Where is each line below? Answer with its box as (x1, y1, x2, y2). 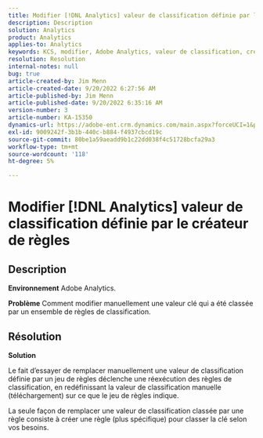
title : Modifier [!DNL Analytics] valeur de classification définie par (8, 11, 250, 20)
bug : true (8, 70, 41, 78)
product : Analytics (8, 33, 72, 42)
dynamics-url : (8, 121, 55, 129)
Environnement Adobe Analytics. (8, 283, 116, 293)
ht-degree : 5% (8, 158, 55, 166)
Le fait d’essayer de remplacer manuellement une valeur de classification (8, 366, 244, 375)
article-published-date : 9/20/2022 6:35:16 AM (8, 99, 163, 107)
